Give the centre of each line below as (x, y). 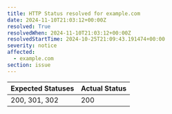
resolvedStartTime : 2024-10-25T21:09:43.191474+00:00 (86, 39)
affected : (21, 53)
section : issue (29, 65)
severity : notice (32, 46)
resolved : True (29, 26)
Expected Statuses (42, 88)
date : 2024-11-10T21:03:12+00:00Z (57, 20)
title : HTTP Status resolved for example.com (74, 13)
